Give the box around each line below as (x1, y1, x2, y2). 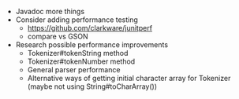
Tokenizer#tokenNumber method (27, 57, 136, 66)
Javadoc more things (15, 7, 85, 16)
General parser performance (27, 65, 121, 74)
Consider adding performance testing (15, 15, 138, 24)
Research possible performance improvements (15, 40, 168, 49)
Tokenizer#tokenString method (27, 49, 129, 57)
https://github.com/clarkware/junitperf (27, 24, 152, 32)
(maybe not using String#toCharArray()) (27, 82, 158, 91)
